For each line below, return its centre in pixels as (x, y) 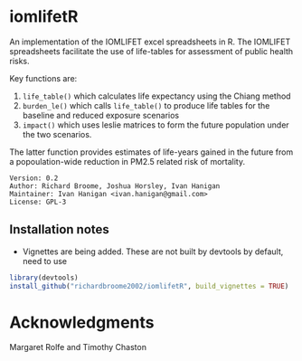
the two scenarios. (57, 134)
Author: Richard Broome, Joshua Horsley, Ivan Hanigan (115, 186)
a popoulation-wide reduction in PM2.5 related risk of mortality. (127, 161)
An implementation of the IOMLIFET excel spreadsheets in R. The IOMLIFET (150, 42)
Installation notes (60, 229)
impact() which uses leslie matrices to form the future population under (156, 125)
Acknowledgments (82, 322)
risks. (19, 61)
